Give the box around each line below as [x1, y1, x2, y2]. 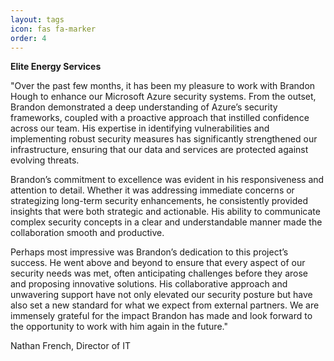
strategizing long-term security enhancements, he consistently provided [10, 195, 308, 207]
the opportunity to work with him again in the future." [10, 321, 228, 333]
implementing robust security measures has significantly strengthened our [10, 133, 318, 145]
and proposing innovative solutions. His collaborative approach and [10, 278, 288, 290]
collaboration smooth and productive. [10, 227, 165, 239]
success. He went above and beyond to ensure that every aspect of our [10, 257, 306, 269]
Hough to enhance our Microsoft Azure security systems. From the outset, [10, 91, 317, 103]
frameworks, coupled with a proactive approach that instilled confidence [10, 112, 310, 124]
